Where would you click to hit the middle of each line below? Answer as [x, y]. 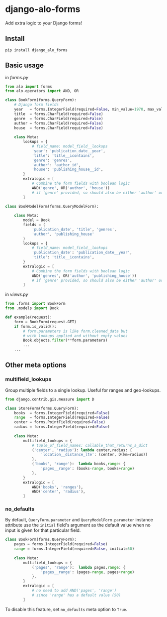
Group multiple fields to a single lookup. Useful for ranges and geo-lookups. [83, 390]
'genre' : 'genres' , [52, 160]
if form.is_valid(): [35, 326]
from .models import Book [32, 308]
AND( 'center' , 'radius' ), [58, 492]
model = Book [37, 220]
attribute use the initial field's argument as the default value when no [78, 525]
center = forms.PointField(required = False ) [60, 422]
